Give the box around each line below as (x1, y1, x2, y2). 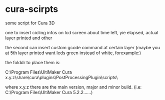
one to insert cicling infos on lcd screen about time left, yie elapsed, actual (5, 29, 158, 35)
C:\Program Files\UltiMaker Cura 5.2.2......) (5, 89, 93, 95)
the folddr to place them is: (5, 59, 61, 65)
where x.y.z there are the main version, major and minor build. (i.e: (5, 84, 142, 90)
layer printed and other (5, 35, 52, 41)
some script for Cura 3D (5, 20, 55, 26)
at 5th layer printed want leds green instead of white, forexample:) (5, 50, 141, 56)
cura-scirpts (5, 3, 58, 15)
